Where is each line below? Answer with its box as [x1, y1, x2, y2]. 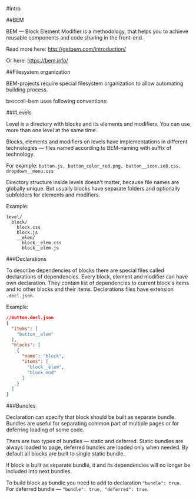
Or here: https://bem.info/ [6, 57, 68, 64]
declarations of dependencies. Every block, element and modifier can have [6, 273, 188, 280]
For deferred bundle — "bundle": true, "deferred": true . [6, 486, 149, 493]
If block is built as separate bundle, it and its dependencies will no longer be [6, 461, 191, 468]
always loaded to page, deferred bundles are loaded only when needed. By [6, 444, 189, 451]
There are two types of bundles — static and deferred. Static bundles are [6, 438, 184, 445]
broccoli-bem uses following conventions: [6, 97, 108, 104]
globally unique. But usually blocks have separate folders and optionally [6, 185, 181, 192]
